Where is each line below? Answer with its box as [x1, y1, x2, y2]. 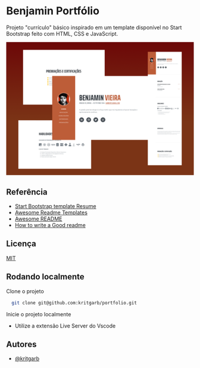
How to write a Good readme [14, 222, 86, 229]
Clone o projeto [6, 287, 45, 295]
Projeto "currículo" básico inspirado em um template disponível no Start [6, 24, 182, 31]
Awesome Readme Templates [14, 209, 88, 216]
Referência [6, 187, 48, 197]
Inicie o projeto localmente [6, 310, 71, 317]
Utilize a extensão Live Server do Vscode [14, 322, 116, 329]
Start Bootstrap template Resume [14, 203, 96, 210]
